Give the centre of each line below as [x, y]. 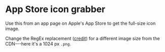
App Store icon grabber [55, 9]
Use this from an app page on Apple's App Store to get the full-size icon [80, 23]
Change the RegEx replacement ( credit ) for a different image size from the [83, 38]
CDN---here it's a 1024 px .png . [38, 43]
